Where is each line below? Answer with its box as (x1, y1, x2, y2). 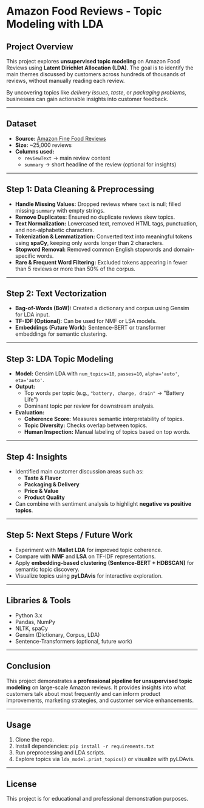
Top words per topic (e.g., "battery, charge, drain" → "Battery (24, 389, 185, 397)
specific (15, 252, 35, 260)
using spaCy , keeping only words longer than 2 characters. (15, 239, 164, 246)
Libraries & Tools (6, 595, 71, 606)
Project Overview (6, 41, 73, 52)
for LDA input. (15, 311, 50, 318)
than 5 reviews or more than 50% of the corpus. (15, 265, 135, 272)
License (6, 779, 37, 789)
